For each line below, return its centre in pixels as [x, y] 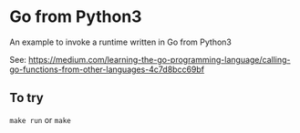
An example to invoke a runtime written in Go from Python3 [121, 42]
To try [26, 98]
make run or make [40, 119]
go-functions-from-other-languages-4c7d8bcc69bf [107, 69]
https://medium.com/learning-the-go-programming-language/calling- [160, 59]
